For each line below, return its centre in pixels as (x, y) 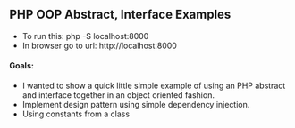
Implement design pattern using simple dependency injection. (136, 105)
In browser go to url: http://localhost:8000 (99, 45)
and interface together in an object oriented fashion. (118, 95)
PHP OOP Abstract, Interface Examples (120, 15)
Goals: (21, 66)
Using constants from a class (76, 114)
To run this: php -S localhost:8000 (85, 36)
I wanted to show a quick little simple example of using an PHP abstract (154, 86)
